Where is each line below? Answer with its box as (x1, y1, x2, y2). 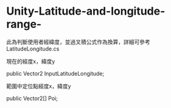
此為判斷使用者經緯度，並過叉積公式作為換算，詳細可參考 (6, 38, 150, 45)
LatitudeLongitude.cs (6, 45, 60, 52)
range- (6, 17, 42, 31)
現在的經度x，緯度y (6, 57, 55, 65)
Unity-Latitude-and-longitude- (6, 4, 166, 18)
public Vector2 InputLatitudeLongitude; (6, 70, 105, 77)
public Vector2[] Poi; (6, 95, 58, 102)
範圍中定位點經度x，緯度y (6, 82, 71, 90)
